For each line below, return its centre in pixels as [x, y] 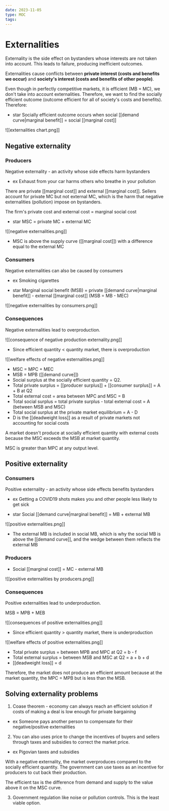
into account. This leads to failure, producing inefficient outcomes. [74, 64]
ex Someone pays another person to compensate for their [73, 721]
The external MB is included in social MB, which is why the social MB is [87, 534]
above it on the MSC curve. [34, 787]
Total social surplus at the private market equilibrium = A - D [75, 412]
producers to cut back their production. [46, 772]
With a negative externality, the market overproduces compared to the [78, 761]
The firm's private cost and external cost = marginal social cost [71, 212]
